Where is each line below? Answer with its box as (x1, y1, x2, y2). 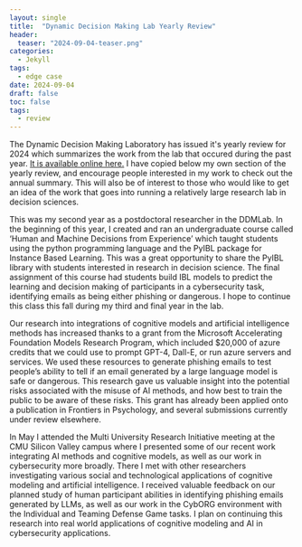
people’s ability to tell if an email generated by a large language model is (9, 366, 278, 377)
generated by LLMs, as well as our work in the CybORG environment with (9, 499, 282, 510)
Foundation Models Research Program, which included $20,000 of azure (9, 337, 280, 348)
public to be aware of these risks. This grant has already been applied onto (9, 395, 289, 406)
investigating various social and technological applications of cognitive (9, 470, 273, 481)
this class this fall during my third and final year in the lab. (9, 300, 224, 312)
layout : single (9, 13, 67, 23)
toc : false (9, 97, 51, 107)
